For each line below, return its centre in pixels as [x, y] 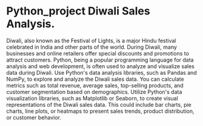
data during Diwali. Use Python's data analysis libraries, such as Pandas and [101, 72]
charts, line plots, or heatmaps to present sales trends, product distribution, [101, 111]
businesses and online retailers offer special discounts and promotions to [98, 53]
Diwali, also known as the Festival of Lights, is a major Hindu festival [91, 40]
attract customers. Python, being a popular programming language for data [100, 60]
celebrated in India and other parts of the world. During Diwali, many [92, 47]
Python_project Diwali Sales [78, 11]
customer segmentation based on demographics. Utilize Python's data [94, 92]
